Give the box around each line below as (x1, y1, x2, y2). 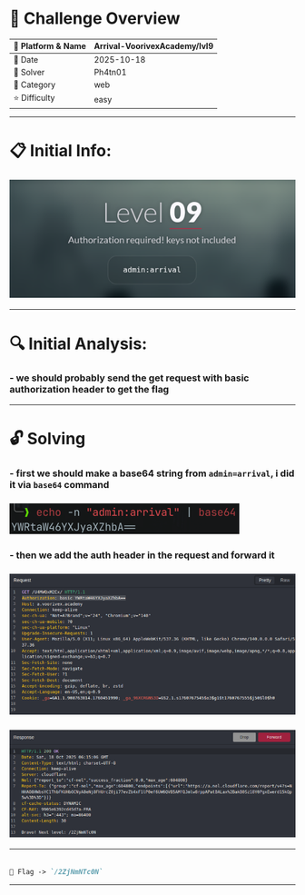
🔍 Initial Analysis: (9, 333, 148, 353)
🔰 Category (13, 79, 56, 90)
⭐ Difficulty (13, 93, 55, 104)
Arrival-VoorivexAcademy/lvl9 (93, 41, 214, 52)
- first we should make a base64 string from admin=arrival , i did (9, 467, 295, 480)
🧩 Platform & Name (13, 41, 86, 52)
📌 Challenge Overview (9, 8, 181, 29)
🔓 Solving (9, 429, 86, 449)
